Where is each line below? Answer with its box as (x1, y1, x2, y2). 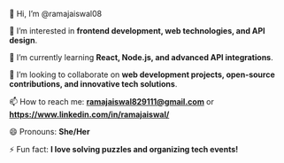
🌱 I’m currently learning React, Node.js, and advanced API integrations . (9, 52, 273, 62)
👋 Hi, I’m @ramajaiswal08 (9, 9, 103, 19)
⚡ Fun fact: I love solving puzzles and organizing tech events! (9, 144, 239, 154)
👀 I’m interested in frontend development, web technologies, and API (9, 26, 265, 35)
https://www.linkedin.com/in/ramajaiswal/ (9, 109, 170, 120)
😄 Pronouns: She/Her (9, 127, 90, 136)
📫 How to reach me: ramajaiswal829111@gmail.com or (9, 97, 215, 106)
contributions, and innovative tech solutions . (9, 79, 178, 89)
